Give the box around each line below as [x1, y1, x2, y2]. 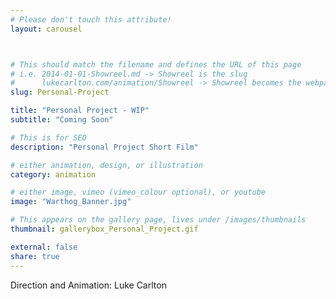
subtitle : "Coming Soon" [10, 115, 114, 125]
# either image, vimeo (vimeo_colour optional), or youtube [10, 187, 267, 198]
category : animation [10, 169, 97, 180]
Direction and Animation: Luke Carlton [10, 279, 167, 291]
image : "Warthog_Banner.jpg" [10, 197, 132, 207]
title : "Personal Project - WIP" [10, 106, 150, 116]
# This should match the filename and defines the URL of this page [10, 59, 302, 70]
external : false [10, 242, 78, 252]
